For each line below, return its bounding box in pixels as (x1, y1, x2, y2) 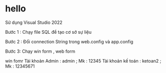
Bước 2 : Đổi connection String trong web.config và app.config (5, 38, 133, 45)
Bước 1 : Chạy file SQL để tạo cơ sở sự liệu (5, 29, 92, 35)
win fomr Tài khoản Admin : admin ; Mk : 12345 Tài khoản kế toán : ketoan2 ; (5, 58, 162, 64)
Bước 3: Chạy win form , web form (5, 48, 76, 54)
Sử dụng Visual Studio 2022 (5, 19, 63, 25)
